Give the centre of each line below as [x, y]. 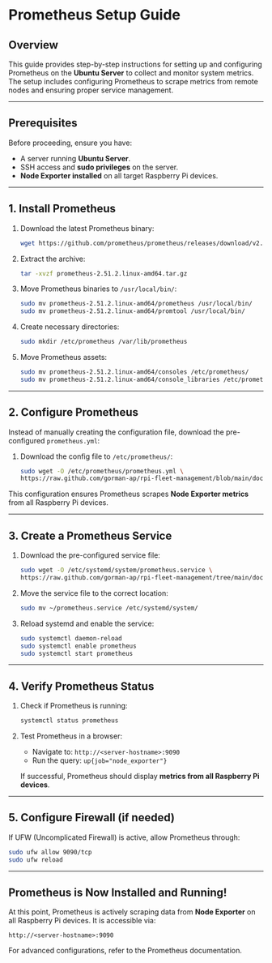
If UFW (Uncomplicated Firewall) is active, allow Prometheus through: [124, 837]
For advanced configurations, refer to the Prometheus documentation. [125, 951]
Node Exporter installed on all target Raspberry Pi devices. [119, 175]
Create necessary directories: [70, 327]
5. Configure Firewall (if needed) [92, 817]
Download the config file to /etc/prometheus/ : [96, 456]
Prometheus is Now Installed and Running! [118, 893]
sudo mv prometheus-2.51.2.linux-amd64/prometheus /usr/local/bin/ [136, 304]
